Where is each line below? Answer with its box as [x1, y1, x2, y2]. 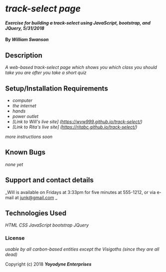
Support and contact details [5, 176, 94, 184]
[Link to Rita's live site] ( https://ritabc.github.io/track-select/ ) [12, 124, 138, 130]
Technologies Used [5, 209, 66, 217]
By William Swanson [5, 36, 49, 42]
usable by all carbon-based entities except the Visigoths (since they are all [5, 246, 160, 252]
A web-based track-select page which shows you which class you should [5, 64, 157, 70]
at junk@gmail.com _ [14, 194, 57, 200]
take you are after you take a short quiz [5, 69, 87, 75]
